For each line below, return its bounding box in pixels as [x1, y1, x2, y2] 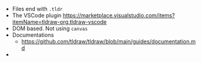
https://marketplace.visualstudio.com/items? [62, 12, 176, 19]
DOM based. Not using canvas [12, 25, 88, 32]
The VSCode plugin [12, 12, 62, 19]
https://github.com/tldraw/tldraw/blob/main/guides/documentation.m [21, 38, 196, 45]
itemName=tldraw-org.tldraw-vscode [12, 18, 107, 25]
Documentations [12, 31, 54, 39]
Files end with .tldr [12, 6, 63, 12]
